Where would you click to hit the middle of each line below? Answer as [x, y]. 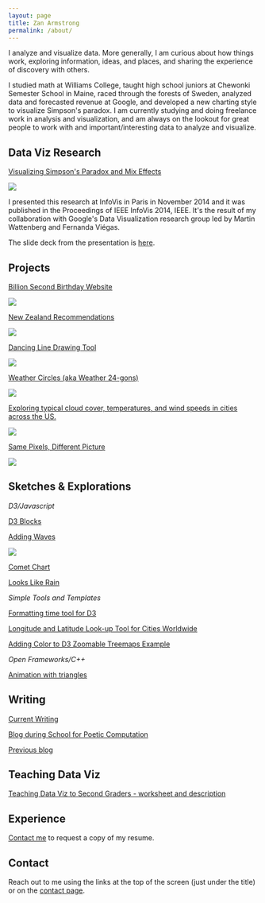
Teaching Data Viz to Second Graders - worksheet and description [117, 794]
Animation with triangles [48, 674]
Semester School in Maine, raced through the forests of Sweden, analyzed [130, 94]
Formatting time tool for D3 [52, 613]
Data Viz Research [55, 152]
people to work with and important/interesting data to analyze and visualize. [132, 127]
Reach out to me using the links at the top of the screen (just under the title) [132, 882]
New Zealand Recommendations [61, 317]
